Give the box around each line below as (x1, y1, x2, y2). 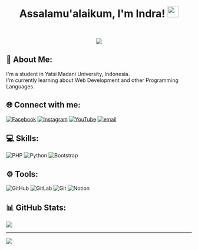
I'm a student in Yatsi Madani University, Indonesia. (6, 70, 130, 77)
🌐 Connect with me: (6, 100, 81, 110)
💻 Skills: (6, 133, 39, 143)
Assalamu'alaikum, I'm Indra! (19, 7, 166, 21)
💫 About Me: (6, 55, 53, 65)
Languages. (6, 83, 35, 90)
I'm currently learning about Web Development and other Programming (6, 77, 179, 84)
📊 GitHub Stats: (6, 202, 67, 212)
